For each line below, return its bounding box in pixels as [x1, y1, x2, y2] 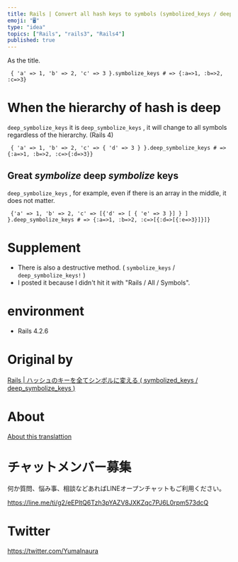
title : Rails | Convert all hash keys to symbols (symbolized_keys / [7, 10, 217, 18]
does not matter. [7, 196, 55, 204]
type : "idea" [7, 23, 46, 31]
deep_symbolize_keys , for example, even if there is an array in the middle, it [7, 189, 227, 197]
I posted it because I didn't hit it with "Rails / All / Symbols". [17, 278, 191, 287]
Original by [7, 351, 73, 368]
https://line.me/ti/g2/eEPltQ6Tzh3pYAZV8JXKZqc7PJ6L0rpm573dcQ [7, 498, 209, 507]
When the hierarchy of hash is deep [7, 100, 221, 116]
